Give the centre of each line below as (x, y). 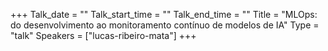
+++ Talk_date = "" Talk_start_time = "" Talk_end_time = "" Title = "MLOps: (164, 14)
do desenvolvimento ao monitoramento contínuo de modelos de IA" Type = (165, 25)
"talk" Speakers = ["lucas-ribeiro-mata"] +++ (103, 35)
